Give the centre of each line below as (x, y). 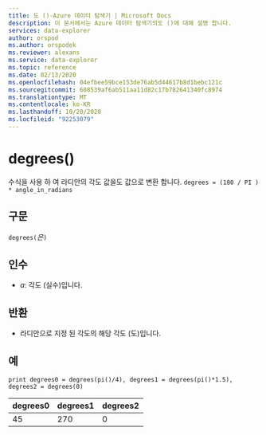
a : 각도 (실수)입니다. (51, 285)
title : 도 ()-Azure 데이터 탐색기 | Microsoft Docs (90, 16)
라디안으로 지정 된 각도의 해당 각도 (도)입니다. (90, 333)
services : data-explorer (49, 30)
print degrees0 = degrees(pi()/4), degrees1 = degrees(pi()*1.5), (121, 380)
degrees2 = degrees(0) (46, 387)
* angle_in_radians (41, 190)
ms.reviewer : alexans (44, 53)
